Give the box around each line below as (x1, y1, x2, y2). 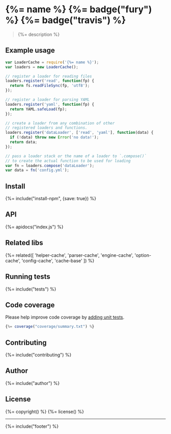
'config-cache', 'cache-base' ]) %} (21, 257, 95, 263)
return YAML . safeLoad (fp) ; (10, 106, 67, 112)
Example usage (5, 46, 55, 55)
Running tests (5, 272, 51, 281)
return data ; (10, 139, 38, 144)
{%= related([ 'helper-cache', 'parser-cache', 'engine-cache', (5, 252, 134, 258)
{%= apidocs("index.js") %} (5, 224, 64, 230)
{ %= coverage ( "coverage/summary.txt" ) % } (5, 324, 95, 329)
